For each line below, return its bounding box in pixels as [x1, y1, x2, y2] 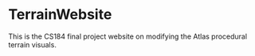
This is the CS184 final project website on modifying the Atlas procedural [8, 32, 248, 41]
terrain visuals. [8, 39, 57, 49]
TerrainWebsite [8, 6, 112, 24]
